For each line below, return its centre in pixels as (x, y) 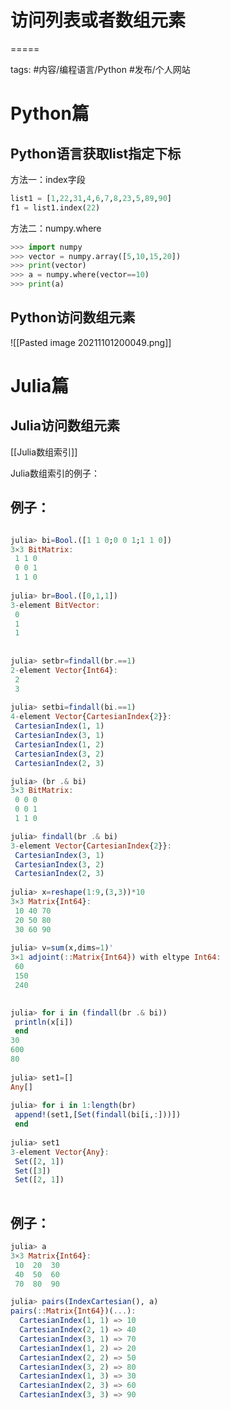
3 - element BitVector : (55, 605)
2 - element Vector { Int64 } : (64, 670)
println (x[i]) (44, 1022)
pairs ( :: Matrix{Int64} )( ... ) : (73, 1311)
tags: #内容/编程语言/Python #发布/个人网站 (100, 69)
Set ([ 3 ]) (33, 1171)
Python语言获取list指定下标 (96, 153)
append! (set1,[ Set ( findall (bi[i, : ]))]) (98, 1115)
